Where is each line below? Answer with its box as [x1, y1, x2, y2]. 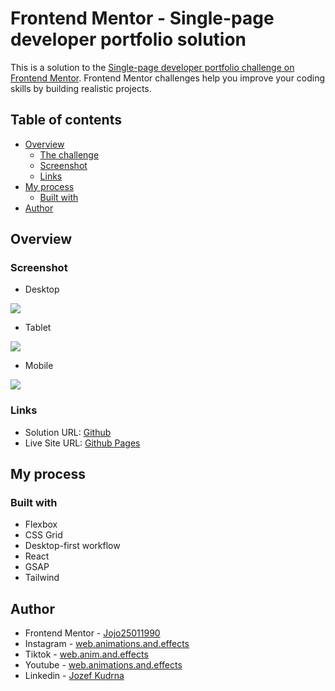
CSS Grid [24, 529, 63, 541]
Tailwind [24, 572, 60, 584]
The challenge [39, 148, 100, 161]
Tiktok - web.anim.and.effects [24, 648, 149, 661]
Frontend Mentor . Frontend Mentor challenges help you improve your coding [10, 72, 326, 84]
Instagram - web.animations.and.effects [24, 638, 190, 650]
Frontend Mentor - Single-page [10, 7, 275, 30]
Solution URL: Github [24, 426, 112, 438]
